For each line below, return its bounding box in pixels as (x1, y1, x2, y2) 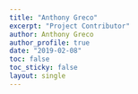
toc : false (9, 55, 50, 64)
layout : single (9, 72, 66, 81)
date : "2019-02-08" (9, 47, 82, 56)
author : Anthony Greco (9, 30, 94, 38)
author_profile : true (9, 38, 91, 47)
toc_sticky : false (9, 64, 78, 73)
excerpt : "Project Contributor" (9, 21, 130, 30)
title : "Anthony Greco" (9, 13, 99, 22)
